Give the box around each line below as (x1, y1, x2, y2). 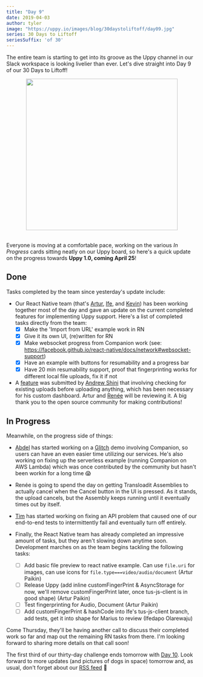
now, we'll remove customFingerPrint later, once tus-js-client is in (24, 589, 188, 596)
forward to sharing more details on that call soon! (6, 639, 129, 647)
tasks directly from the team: (15, 319, 87, 326)
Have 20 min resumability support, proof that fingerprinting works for (24, 366, 197, 373)
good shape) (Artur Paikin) (24, 595, 91, 602)
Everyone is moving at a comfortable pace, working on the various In (6, 242, 178, 248)
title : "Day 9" (6, 8, 45, 15)
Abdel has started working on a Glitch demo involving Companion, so (15, 444, 188, 451)
